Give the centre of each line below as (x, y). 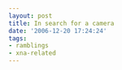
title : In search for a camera (61, 23)
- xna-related (33, 53)
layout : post (30, 16)
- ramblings (28, 46)
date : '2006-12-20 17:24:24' (58, 31)
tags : (17, 38)
